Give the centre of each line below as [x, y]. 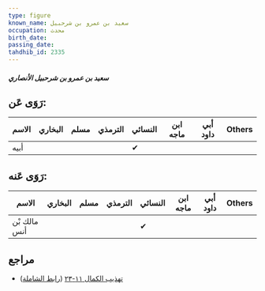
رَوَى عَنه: [28, 176]
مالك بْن [25, 221]
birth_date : [28, 38]
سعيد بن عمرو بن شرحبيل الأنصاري [58, 77]
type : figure [30, 15]
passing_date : [32, 45]
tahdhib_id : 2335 [37, 52]
